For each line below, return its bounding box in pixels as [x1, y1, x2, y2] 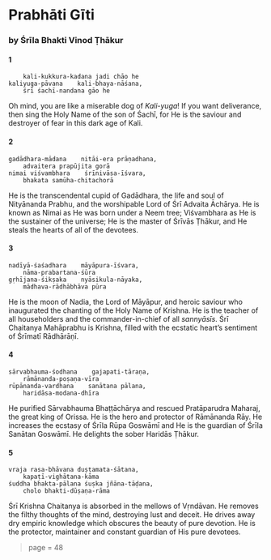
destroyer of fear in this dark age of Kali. [8, 118, 143, 128]
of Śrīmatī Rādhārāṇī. [8, 331, 79, 341]
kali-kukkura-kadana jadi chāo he [23, 73, 139, 81]
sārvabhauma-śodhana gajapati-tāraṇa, [8, 367, 150, 376]
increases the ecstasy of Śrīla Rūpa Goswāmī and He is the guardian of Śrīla [8, 420, 263, 430]
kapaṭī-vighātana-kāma [23, 472, 100, 481]
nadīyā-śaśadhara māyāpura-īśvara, [8, 261, 139, 269]
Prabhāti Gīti [8, 6, 95, 24]
